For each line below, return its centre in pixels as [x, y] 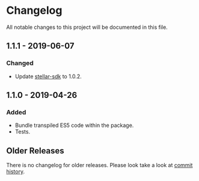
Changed [20, 63]
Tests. [23, 132]
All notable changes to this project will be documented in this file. [87, 27]
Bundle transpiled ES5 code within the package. [74, 125]
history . [16, 171]
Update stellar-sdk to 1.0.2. [48, 76]
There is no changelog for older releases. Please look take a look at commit [99, 165]
